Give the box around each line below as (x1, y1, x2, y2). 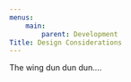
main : (25, 21, 47, 30)
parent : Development (41, 29, 118, 38)
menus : (9, 12, 34, 22)
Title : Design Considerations (9, 37, 123, 47)
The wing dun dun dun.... (9, 62, 102, 73)
